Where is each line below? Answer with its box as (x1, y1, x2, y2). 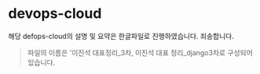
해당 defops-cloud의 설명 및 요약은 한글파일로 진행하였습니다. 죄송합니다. (8, 31, 234, 41)
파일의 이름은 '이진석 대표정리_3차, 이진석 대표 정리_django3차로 (27, 48, 226, 57)
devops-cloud (8, 5, 102, 23)
